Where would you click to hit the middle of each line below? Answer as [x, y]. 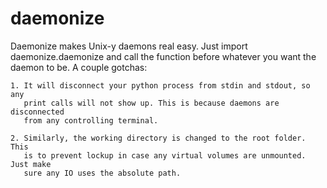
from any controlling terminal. [91, 120]
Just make [31, 164]
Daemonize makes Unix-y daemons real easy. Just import [129, 46]
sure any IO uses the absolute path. [102, 173]
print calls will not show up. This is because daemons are [151, 103]
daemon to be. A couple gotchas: [79, 67]
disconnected [37, 112]
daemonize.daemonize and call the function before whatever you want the [163, 56]
